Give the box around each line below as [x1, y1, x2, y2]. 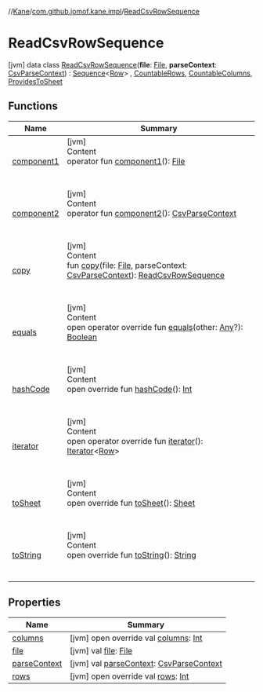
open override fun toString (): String [66, 549, 197, 560]
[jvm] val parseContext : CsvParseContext [69, 657, 223, 668]
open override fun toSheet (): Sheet [66, 497, 196, 508]
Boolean [66, 331, 98, 342]
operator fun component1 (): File [66, 156, 186, 167]
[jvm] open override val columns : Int [69, 632, 203, 643]
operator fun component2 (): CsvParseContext [66, 207, 237, 218]
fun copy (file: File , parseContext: [66, 259, 188, 270]
